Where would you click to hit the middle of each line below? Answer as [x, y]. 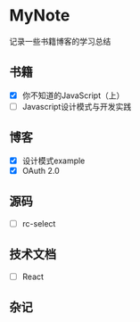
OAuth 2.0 [41, 170]
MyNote [40, 16]
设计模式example [54, 161]
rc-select [39, 223]
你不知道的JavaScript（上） [73, 95]
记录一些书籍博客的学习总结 [60, 41]
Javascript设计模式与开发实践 [77, 106]
